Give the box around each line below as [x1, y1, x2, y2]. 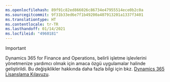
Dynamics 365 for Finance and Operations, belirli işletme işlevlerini [5, 55, 147, 61]
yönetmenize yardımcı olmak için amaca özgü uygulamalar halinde [5, 61, 146, 66]
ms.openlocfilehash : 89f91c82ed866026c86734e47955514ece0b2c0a [5, 7, 144, 13]
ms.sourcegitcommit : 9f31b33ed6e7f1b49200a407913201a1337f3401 [5, 12, 144, 17]
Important [5, 45, 26, 51]
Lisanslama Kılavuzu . [5, 71, 50, 77]
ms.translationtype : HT [5, 17, 56, 22]
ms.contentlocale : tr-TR [5, 21, 59, 27]
